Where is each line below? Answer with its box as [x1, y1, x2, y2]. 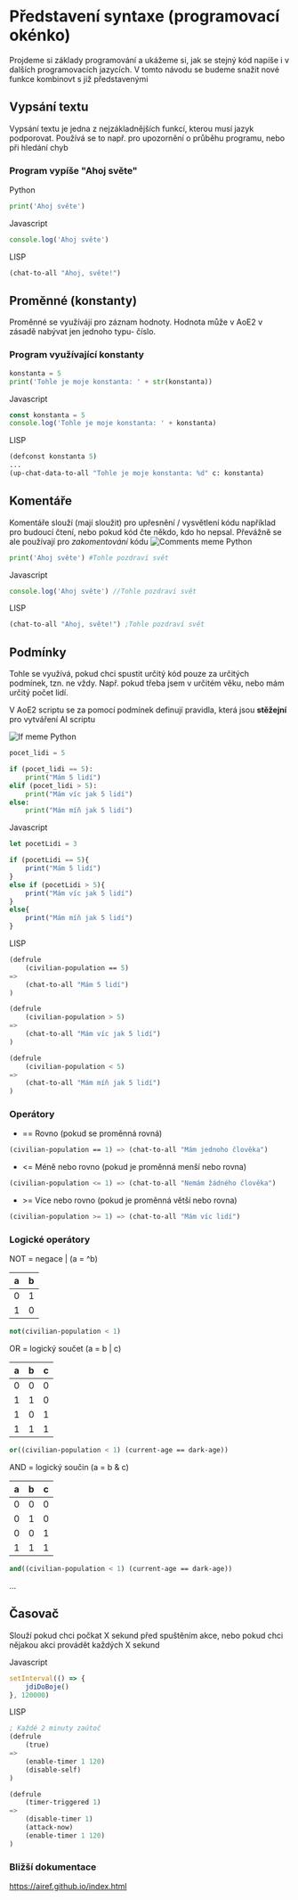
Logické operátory [9, 1233, 91, 1246]
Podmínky [9, 645, 67, 660]
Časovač [9, 1607, 60, 1622]
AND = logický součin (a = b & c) [9, 1462, 129, 1473]
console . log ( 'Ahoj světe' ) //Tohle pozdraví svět [9, 587, 197, 596]
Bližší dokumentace [9, 1861, 97, 1873]
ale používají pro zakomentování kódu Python [9, 536, 253, 547]
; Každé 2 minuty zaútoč [9, 1723, 101, 1733]
